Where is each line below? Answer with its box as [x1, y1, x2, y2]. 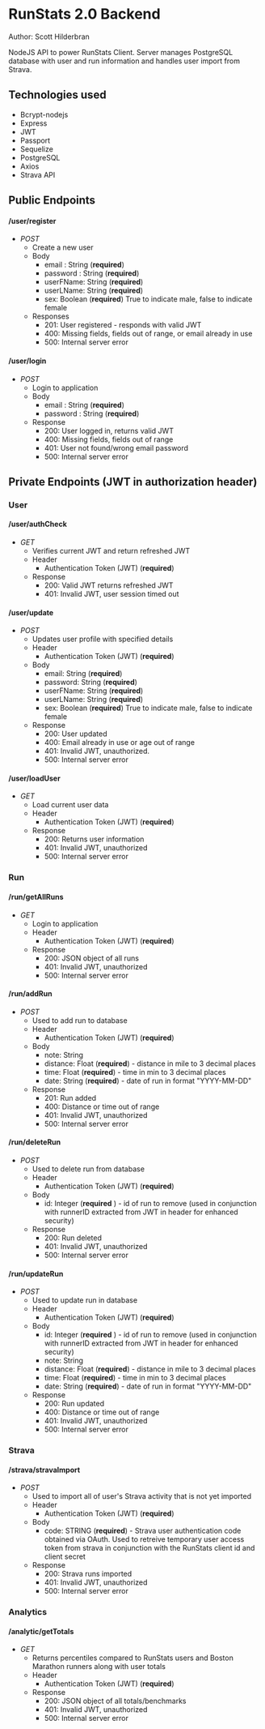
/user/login [8, 356, 47, 366]
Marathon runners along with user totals [32, 1662, 166, 1671]
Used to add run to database [32, 1015, 128, 1025]
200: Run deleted [44, 1233, 103, 1243]
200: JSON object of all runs [44, 953, 140, 963]
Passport [19, 135, 51, 145]
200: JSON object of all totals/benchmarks [44, 1696, 187, 1706]
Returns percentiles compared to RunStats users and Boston [32, 1653, 234, 1663]
